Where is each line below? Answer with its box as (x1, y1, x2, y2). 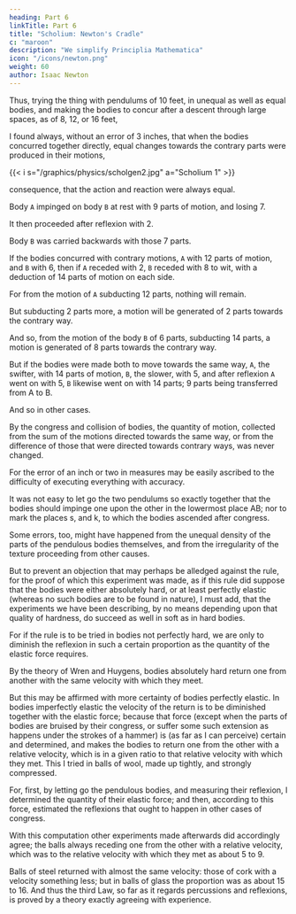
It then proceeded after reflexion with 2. (9, 218, 155, 228)
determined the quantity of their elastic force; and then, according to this (9, 794, 274, 804)
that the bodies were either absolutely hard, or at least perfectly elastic (9, 584, 267, 594)
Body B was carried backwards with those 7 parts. (9, 236, 192, 246)
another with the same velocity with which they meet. (9, 675, 204, 685)
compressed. (9, 767, 57, 778)
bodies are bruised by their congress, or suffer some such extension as (9, 720, 269, 731)
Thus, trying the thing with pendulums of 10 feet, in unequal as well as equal (9, 95, 286, 105)
